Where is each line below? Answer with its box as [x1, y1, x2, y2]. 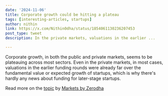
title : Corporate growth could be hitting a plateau [5, 12, 119, 17]
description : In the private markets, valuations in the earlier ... [5, 36, 156, 41]
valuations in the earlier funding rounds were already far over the [5, 64, 141, 71]
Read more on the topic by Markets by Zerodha [5, 85, 104, 91]
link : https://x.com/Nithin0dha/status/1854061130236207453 [5, 26, 136, 31]
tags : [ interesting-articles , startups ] [5, 17, 92, 22]
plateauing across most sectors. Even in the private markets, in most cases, [5, 59, 163, 65]
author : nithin [5, 21, 38, 27]
